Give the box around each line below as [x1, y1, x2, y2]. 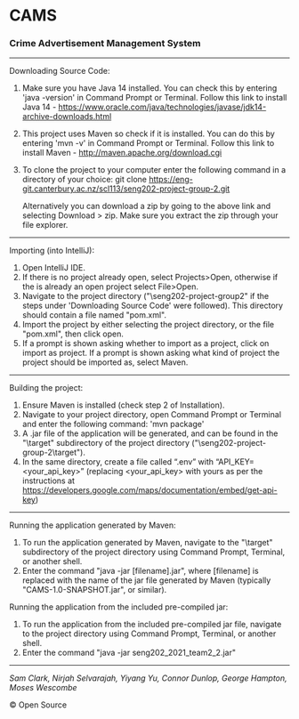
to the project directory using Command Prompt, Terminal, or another [21, 628, 277, 639]
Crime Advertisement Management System [9, 37, 201, 50]
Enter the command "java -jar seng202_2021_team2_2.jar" [21, 647, 236, 658]
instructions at [21, 475, 76, 486]
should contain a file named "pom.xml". [21, 310, 167, 320]
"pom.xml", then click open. [21, 328, 125, 339]
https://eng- [148, 174, 193, 185]
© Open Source [9, 699, 68, 710]
